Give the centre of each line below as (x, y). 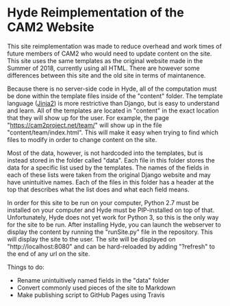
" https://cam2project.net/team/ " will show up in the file (85, 125)
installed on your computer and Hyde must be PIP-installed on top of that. (111, 210)
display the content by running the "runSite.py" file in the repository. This (110, 232)
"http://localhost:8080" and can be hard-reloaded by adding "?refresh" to (111, 246)
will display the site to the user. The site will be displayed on (91, 239)
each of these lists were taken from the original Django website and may (109, 175)
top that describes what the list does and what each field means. (98, 189)
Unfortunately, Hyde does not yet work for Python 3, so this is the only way (113, 217)
